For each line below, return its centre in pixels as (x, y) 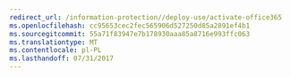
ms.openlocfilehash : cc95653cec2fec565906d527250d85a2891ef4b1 (130, 26)
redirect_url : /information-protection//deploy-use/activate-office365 (145, 17)
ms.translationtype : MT (54, 42)
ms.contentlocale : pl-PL (56, 50)
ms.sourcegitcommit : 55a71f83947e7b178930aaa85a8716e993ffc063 (130, 34)
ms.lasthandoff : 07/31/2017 (62, 58)
